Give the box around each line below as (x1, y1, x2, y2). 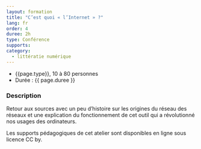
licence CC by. (6, 136, 43, 143)
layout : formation (6, 8, 52, 15)
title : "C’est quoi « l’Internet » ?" (6, 14, 104, 20)
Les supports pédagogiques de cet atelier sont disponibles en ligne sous (6, 129, 187, 136)
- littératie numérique (11, 53, 71, 59)
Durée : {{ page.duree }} (14, 76, 75, 84)
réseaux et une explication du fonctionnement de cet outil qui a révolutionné (6, 111, 195, 118)
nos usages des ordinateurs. (6, 118, 77, 125)
